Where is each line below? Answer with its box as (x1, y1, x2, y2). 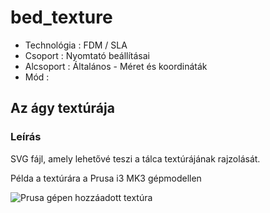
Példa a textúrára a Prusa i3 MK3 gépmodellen (10, 172, 202, 184)
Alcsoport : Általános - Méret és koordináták (24, 60, 208, 72)
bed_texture (10, 6, 113, 29)
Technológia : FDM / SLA (24, 39, 128, 51)
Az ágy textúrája (10, 100, 115, 117)
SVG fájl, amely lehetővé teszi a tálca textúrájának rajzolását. (10, 152, 261, 165)
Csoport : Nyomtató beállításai (24, 49, 150, 61)
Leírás (10, 130, 42, 144)
